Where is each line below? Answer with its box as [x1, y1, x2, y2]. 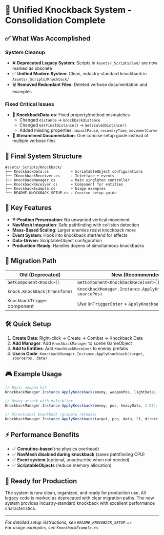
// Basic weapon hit [5, 385, 47, 390]
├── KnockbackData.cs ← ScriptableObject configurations [5, 169, 143, 174]
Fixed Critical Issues [5, 101, 55, 107]
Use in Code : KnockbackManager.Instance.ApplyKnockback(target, [12, 351, 145, 357]
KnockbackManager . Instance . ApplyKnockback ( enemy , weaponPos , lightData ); [5, 390, 159, 395]
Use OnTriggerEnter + [77, 300, 128, 307]
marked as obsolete [12, 65, 52, 71]
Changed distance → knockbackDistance [19, 117, 101, 123]
